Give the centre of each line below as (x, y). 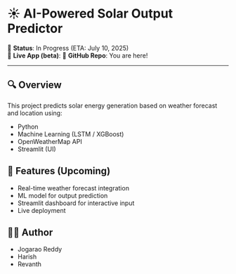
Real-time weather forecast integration (73, 188)
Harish (27, 257)
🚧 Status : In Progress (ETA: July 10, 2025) (68, 48)
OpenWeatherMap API (50, 141)
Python (28, 126)
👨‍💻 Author (30, 232)
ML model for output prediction (63, 195)
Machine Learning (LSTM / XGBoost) (71, 134)
